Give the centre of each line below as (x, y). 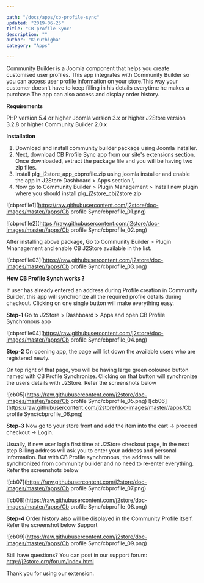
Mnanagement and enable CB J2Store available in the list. (79, 248)
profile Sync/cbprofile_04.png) (109, 340)
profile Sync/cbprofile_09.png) (109, 543)
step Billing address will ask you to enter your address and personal (91, 451)
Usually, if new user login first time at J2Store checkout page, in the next (98, 444)
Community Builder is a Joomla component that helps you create (88, 68)
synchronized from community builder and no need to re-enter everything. (100, 463)
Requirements (25, 106)
